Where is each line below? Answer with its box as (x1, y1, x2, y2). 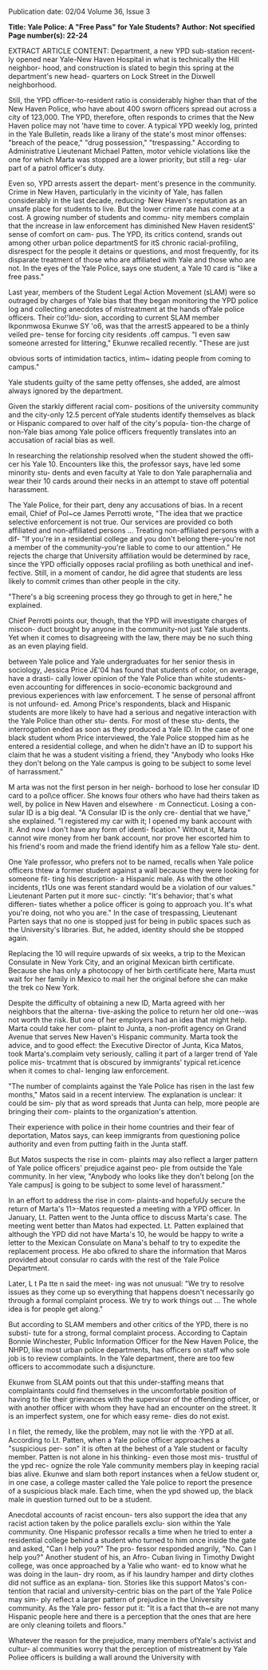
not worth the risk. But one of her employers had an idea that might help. (8, 1015, 247, 1024)
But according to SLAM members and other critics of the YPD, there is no (8, 1320, 249, 1329)
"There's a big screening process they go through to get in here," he (8, 592, 233, 601)
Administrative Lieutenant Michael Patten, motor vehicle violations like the (8, 147, 251, 156)
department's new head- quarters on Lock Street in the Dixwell (8, 72, 215, 81)
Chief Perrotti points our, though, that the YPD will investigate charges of (8, 616, 247, 625)
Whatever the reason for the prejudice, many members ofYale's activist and (8, 1636, 257, 1645)
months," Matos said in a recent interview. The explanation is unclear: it (8, 1090, 242, 1099)
